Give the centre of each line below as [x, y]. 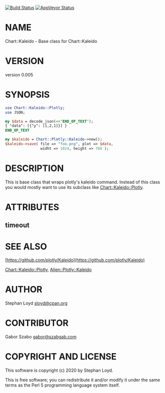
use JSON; [15, 112]
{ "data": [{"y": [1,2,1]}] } [36, 126]
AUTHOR [24, 290]
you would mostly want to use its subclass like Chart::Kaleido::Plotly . [74, 187]
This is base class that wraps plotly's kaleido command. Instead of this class [82, 182]
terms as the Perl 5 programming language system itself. [62, 385]
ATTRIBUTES [32, 207]
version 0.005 [19, 74]
